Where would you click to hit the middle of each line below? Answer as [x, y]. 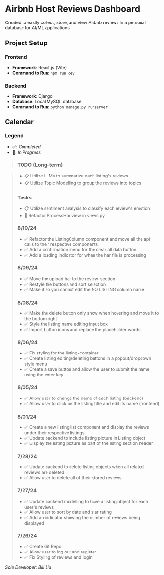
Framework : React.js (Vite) [39, 67]
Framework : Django [32, 96]
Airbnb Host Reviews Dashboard [73, 9]
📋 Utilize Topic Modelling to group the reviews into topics [83, 183]
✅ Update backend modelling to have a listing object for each [86, 501]
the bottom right [41, 319]
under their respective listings [54, 432]
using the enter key [44, 375]
